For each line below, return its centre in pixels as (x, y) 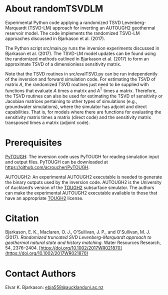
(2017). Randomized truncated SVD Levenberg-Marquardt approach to (78, 237)
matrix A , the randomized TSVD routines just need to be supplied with (77, 84)
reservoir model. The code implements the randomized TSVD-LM (72, 33)
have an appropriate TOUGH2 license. (44, 198)
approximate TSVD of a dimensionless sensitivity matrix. (63, 64)
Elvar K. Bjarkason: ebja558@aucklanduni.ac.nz (54, 287)
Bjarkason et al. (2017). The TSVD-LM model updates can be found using (80, 53)
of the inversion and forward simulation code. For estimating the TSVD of (80, 79)
